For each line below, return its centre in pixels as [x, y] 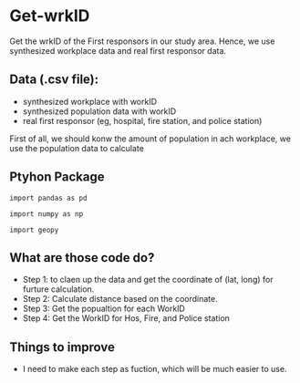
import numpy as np [47, 214]
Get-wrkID [50, 16]
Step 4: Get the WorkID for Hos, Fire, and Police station [126, 318]
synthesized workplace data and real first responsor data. [118, 50]
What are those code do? [82, 258]
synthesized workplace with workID [90, 101]
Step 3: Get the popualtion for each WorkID [103, 309]
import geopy [34, 230]
